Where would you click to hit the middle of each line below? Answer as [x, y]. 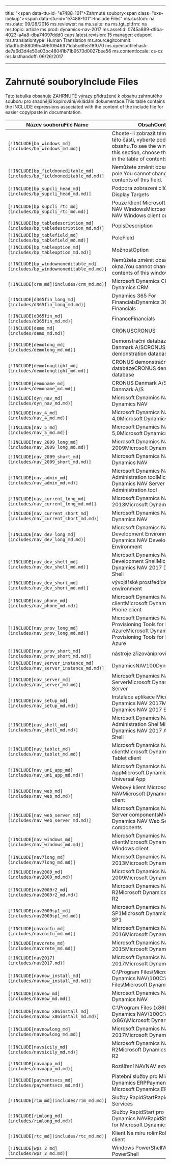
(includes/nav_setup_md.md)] [43, 706]
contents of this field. [137, 180]
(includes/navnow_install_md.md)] [50, 981]
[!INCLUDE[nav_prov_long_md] [43, 628]
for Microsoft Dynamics [140, 1125]
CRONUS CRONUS [134, 331]
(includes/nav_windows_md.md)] [46, 844]
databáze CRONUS [134, 368]
